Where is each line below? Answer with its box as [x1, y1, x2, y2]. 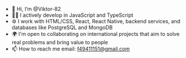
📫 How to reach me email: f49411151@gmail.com [11, 45, 130, 52]
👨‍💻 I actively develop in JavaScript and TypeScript [11, 12, 133, 19]
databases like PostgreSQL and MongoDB [11, 24, 113, 31]
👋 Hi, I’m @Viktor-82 [11, 6, 61, 12]
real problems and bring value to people [11, 39, 108, 46]
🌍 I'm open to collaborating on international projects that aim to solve [11, 31, 180, 37]
